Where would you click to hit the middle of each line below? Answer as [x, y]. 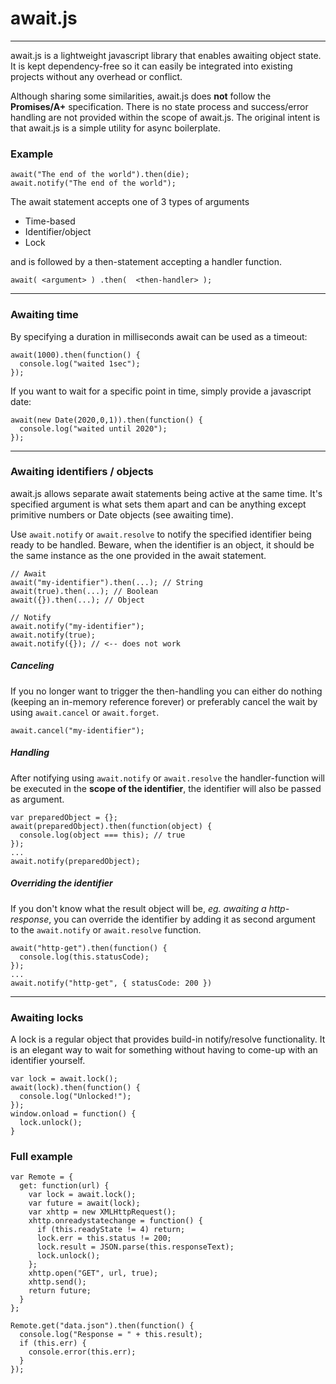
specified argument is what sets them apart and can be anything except [158, 504]
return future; [60, 1291]
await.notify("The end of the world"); [93, 183]
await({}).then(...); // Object [77, 600]
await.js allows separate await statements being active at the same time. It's [166, 493]
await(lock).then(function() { [75, 1088]
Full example [41, 1156]
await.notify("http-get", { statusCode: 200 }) [111, 983]
